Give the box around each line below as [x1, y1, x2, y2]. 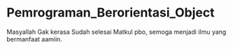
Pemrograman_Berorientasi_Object [6, 5, 215, 21]
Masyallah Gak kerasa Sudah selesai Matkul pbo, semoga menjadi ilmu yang [6, 28, 227, 36]
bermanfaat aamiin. [6, 35, 62, 43]
